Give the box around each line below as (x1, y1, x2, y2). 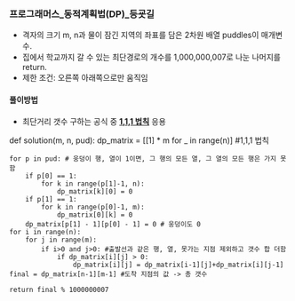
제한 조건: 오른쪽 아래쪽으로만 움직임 (21, 73, 148, 83)
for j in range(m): (25, 235, 98, 244)
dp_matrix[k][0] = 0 (56, 186, 133, 196)
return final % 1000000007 (9, 285, 109, 294)
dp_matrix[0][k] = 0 (56, 210, 133, 219)
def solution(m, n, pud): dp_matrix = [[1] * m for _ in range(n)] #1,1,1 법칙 (9, 135, 269, 146)
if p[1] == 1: (25, 194, 77, 203)
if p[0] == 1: (25, 171, 77, 180)
